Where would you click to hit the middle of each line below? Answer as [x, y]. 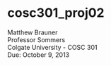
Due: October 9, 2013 [39, 55]
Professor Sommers [36, 39]
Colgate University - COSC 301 [52, 47]
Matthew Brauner [33, 32]
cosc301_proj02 [56, 13]
